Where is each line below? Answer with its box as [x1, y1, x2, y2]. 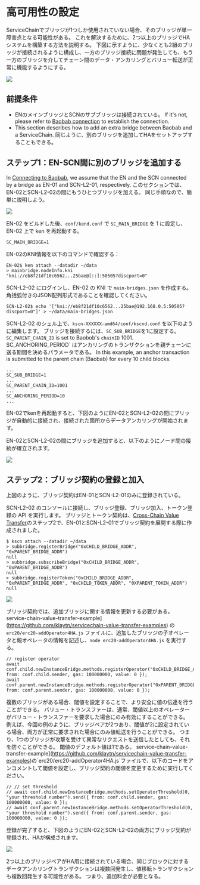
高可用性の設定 [6, 5, 80, 19]
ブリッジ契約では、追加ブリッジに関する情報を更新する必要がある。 [6, 608, 173, 615]
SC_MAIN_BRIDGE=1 [6, 239, 49, 245]
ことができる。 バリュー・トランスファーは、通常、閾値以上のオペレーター [6, 706, 190, 713]
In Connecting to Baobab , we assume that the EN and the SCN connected [6, 174, 187, 181]
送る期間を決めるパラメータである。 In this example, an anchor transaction [6, 349, 190, 356]
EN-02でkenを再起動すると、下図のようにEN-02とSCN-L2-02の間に [6, 409, 174, 417]
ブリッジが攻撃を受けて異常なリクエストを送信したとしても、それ [29, 736, 190, 743]
